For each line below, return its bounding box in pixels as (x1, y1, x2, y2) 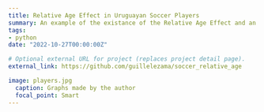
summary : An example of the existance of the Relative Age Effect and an (8, 19, 257, 27)
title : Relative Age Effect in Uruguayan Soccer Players (8, 11, 200, 20)
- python (8, 33, 37, 42)
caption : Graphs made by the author (15, 84, 136, 91)
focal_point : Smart (15, 91, 80, 99)
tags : (8, 26, 26, 34)
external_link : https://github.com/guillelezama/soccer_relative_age (8, 62, 243, 71)
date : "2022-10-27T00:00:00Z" (8, 41, 108, 49)
